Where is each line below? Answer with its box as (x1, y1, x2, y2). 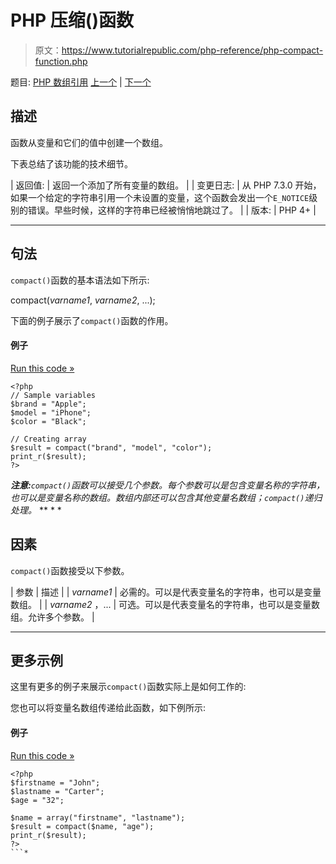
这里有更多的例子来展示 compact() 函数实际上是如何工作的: (10, 681, 247, 693)
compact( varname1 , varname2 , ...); (10, 294, 156, 306)
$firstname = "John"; (10, 777, 101, 788)
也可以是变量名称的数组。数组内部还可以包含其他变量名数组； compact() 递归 (10, 491, 323, 503)
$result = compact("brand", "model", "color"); (10, 442, 213, 453)
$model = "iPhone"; (10, 407, 92, 418)
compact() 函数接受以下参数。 (10, 564, 130, 576)
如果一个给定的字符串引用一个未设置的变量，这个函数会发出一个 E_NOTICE (10, 191, 310, 203)
